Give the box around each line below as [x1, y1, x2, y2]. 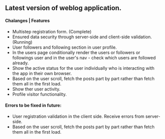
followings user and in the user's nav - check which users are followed [12, 55, 156, 60]
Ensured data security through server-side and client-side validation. [12, 34, 152, 40]
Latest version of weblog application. [5, 4, 122, 12]
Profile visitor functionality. [12, 91, 67, 97]
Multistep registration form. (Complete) [12, 28, 92, 34]
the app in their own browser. [12, 70, 72, 76]
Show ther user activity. [12, 86, 61, 92]
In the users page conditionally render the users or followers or [12, 49, 140, 56]
